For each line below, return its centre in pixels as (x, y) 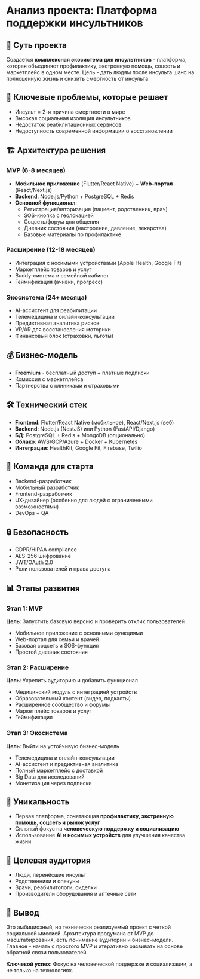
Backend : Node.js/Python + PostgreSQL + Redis (74, 196)
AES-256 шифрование (43, 556)
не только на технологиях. (40, 971)
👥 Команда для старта (50, 467)
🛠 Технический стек (47, 405)
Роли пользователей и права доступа (63, 569)
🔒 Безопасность (38, 532)
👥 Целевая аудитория (48, 860)
